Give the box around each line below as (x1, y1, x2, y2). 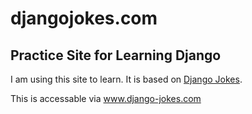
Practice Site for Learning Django (10, 47, 222, 64)
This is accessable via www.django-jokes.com (10, 93, 202, 104)
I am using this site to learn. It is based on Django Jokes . (10, 73, 243, 85)
